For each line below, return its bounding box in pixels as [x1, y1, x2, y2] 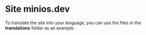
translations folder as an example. [5, 25, 75, 31]
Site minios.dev [5, 3, 70, 15]
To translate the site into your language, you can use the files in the [5, 20, 141, 26]
